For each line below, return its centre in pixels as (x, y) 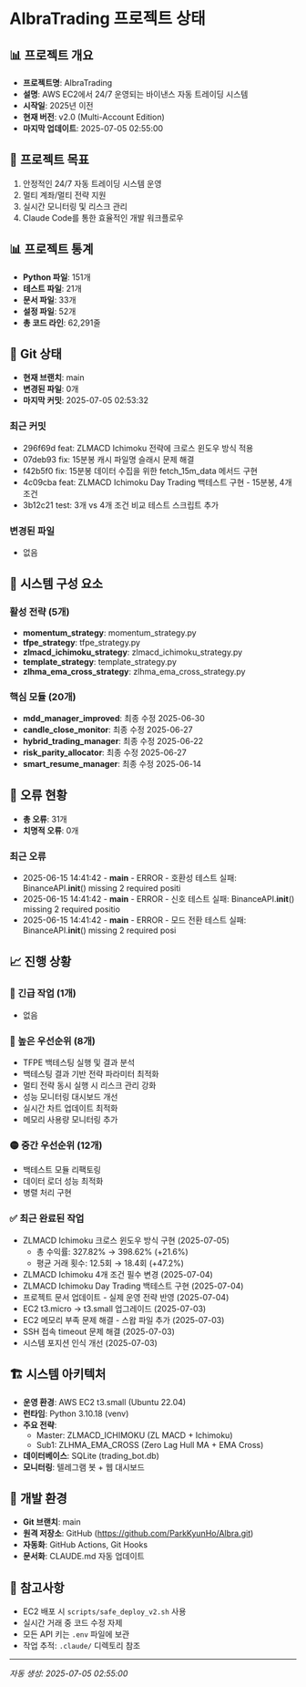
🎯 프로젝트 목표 (49, 160)
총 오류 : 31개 (45, 819)
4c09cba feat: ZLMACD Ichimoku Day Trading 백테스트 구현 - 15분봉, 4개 (158, 482)
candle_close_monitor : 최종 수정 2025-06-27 (107, 730)
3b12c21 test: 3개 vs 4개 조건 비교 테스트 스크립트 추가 (121, 505)
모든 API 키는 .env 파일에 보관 (76, 1634)
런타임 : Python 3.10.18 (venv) (76, 1413)
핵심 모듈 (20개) (43, 697)
